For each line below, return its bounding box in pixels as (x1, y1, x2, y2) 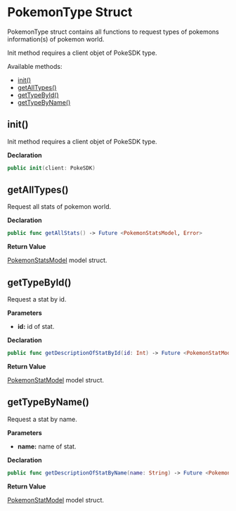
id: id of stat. (17, 323, 55, 331)
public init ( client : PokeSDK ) (7, 164, 96, 172)
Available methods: (7, 62, 63, 70)
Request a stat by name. (7, 415, 77, 423)
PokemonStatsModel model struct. (7, 256, 107, 264)
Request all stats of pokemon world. (7, 202, 112, 211)
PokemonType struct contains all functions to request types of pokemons (7, 27, 219, 36)
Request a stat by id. (7, 295, 67, 304)
